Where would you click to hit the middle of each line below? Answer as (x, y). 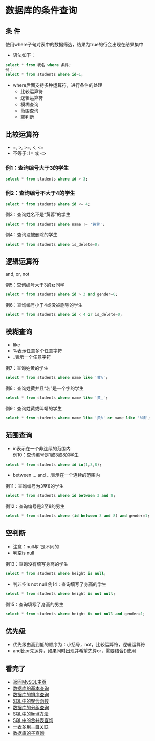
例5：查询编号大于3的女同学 (35, 285)
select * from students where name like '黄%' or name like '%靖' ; (78, 418)
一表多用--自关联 (30, 727)
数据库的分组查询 (31, 708)
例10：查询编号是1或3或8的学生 (46, 455)
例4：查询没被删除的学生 (31, 234)
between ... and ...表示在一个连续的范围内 (56, 475)
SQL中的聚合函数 (31, 701)
